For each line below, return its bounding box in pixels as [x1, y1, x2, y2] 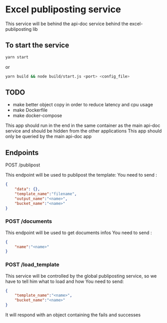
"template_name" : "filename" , [14, 191, 77, 196]
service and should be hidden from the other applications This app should [5, 128, 162, 134]
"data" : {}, [14, 186, 40, 192]
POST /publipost [5, 162, 40, 168]
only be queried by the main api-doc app [5, 134, 92, 140]
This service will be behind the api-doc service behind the [5, 21, 128, 27]
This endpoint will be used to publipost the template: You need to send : [5, 172, 158, 178]
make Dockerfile [12, 107, 48, 113]
